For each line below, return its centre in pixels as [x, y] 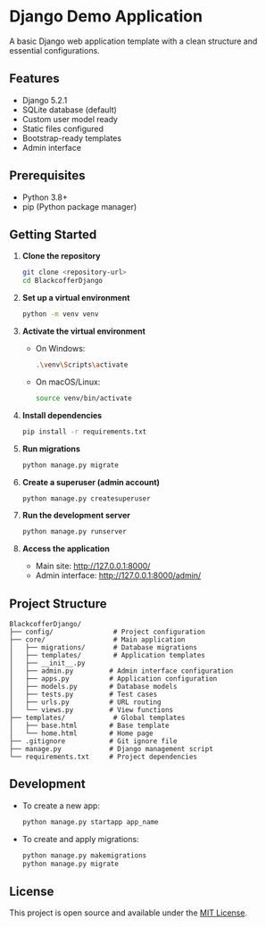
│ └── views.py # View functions [91, 710]
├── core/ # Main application [97, 640]
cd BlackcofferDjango [62, 281]
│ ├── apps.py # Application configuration [113, 679]
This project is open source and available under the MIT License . [129, 913]
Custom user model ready [70, 119]
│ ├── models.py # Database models [93, 687]
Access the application [66, 549]
